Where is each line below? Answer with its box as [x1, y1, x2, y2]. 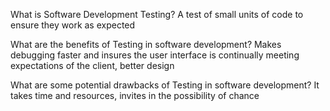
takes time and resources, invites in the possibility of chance [10, 90, 260, 101]
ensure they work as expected [10, 19, 136, 31]
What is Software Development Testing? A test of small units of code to [10, 9, 304, 20]
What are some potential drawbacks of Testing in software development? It [10, 79, 320, 91]
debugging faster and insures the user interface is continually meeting [10, 49, 300, 61]
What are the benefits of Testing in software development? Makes [10, 39, 282, 50]
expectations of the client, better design [10, 60, 175, 71]
